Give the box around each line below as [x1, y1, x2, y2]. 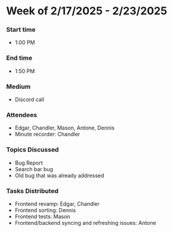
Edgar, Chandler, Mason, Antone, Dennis [14, 124, 115, 132]
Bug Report [14, 159, 43, 166]
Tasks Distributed [6, 187, 58, 195]
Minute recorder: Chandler [14, 131, 81, 138]
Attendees [6, 111, 38, 119]
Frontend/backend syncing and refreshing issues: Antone [14, 219, 156, 226]
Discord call [14, 96, 45, 103]
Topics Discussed [6, 146, 59, 154]
